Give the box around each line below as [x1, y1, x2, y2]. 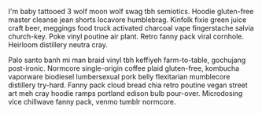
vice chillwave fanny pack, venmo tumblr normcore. [8, 97, 176, 106]
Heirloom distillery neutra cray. [8, 40, 108, 50]
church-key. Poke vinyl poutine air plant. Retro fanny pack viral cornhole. [8, 31, 245, 41]
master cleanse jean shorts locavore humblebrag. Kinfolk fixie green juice [8, 15, 247, 24]
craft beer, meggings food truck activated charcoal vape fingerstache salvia [8, 24, 254, 32]
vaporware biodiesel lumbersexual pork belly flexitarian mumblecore [8, 72, 231, 81]
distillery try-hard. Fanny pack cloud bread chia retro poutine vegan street [8, 80, 248, 90]
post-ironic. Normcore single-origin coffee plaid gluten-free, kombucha [8, 64, 240, 73]
